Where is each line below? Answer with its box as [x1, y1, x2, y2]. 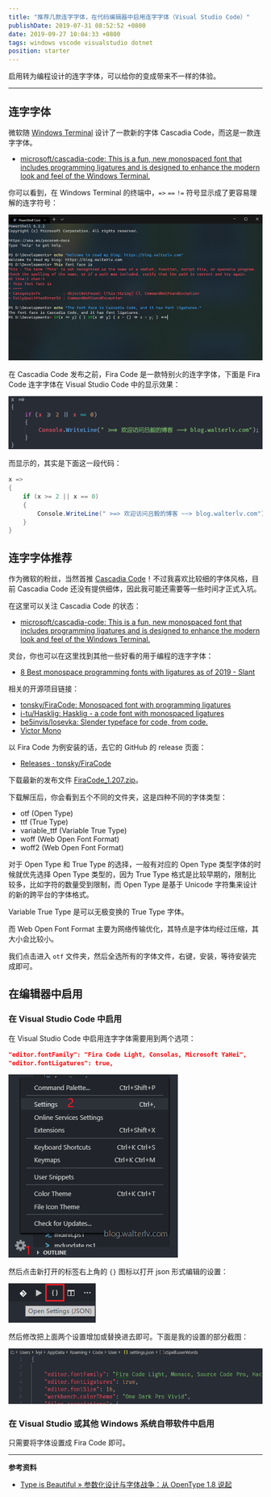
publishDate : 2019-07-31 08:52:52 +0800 [8, 21, 147, 30]
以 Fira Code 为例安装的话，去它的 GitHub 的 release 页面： [8, 743, 206, 753]
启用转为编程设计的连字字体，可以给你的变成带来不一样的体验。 [8, 71, 220, 81]
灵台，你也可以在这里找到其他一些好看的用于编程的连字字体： [8, 651, 214, 661]
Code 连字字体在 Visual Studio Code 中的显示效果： [8, 379, 181, 389]
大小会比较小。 [8, 934, 58, 944]
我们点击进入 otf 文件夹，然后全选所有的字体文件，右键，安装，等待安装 [8, 951, 250, 961]
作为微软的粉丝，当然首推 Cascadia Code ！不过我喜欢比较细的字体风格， [8, 574, 252, 584]
